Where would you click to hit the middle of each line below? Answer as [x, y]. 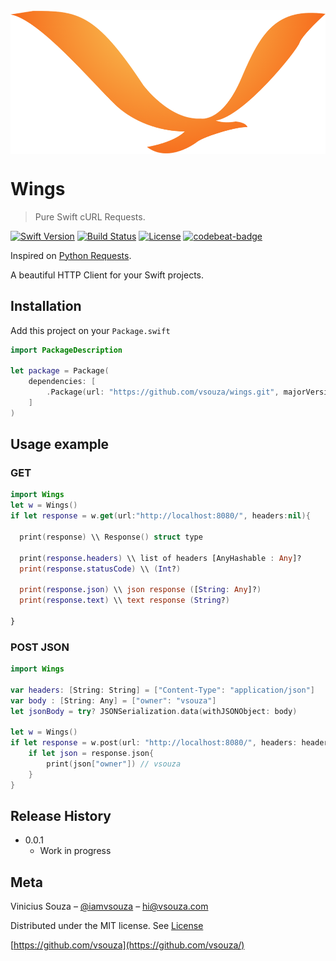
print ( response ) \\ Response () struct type [111, 537]
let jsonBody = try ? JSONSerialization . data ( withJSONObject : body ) [154, 711]
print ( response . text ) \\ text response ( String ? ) [124, 600]
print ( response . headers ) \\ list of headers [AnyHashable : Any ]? [160, 558]
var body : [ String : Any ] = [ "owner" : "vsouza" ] [113, 700]
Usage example [60, 444]
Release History [61, 815]
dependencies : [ [62, 382]
